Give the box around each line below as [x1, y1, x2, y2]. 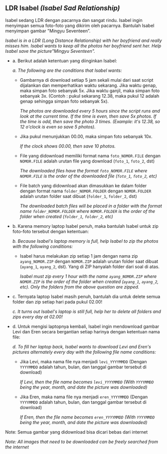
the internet [5, 444, 29, 450]
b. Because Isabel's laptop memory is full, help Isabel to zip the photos [12, 238, 159, 244]
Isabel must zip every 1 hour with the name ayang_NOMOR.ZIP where [19, 273, 157, 279]
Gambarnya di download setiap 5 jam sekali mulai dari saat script [19, 77, 154, 83]
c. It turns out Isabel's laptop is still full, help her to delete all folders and [12, 308, 161, 314]
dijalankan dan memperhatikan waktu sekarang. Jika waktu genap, [19, 82, 157, 88]
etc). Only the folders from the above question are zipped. [19, 284, 140, 290]
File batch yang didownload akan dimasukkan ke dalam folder [19, 182, 147, 188]
